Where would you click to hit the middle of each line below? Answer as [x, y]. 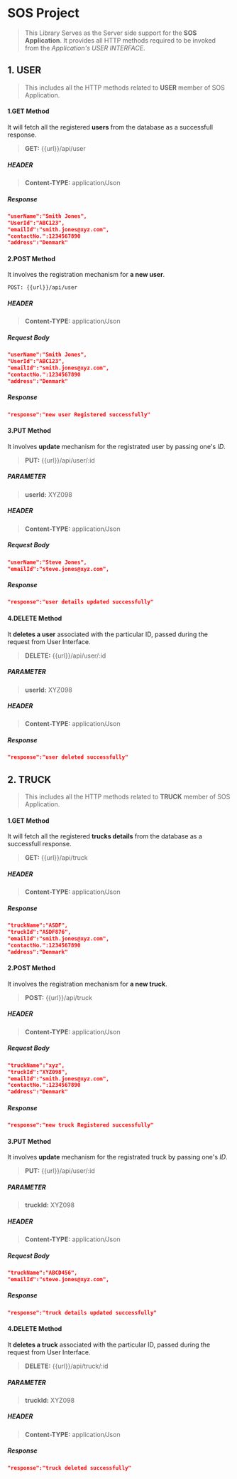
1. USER [24, 70]
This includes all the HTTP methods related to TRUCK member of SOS [127, 797]
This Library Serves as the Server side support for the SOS [111, 33]
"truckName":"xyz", [36, 1065]
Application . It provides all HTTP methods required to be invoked [120, 40]
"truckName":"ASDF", [38, 926]
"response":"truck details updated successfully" [82, 1312]
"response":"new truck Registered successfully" [81, 1125]
